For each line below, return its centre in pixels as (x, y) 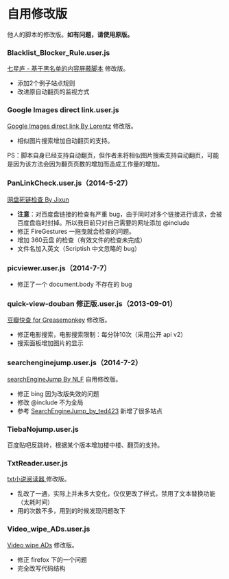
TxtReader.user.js (38, 463)
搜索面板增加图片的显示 (50, 343)
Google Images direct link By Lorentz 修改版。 (72, 126)
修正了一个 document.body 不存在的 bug (74, 284)
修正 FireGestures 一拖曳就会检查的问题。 (76, 231)
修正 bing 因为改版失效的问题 (58, 393)
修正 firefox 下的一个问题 (52, 559)
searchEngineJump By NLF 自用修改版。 (64, 379)
